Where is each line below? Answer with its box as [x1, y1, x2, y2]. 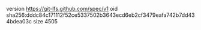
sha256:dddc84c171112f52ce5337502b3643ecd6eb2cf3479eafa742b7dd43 [6, 11, 195, 19]
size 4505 [32, 18, 58, 25]
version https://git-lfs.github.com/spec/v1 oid [6, 5, 118, 12]
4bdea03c [6, 18, 32, 25]
